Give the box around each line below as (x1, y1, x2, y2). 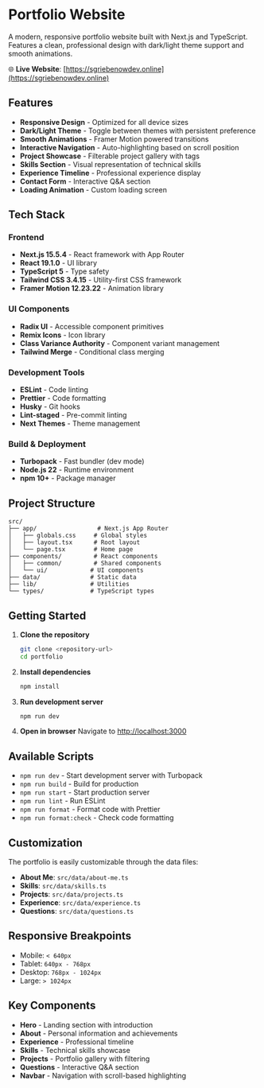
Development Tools (8, 367, 85, 378)
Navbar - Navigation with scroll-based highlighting (19, 1071, 187, 1080)
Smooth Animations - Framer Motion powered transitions (19, 134, 209, 144)
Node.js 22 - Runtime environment (19, 465, 134, 475)
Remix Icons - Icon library (19, 330, 106, 340)
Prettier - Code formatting (19, 394, 107, 403)
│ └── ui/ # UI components (8, 566, 145, 574)
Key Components (8, 999, 96, 1012)
